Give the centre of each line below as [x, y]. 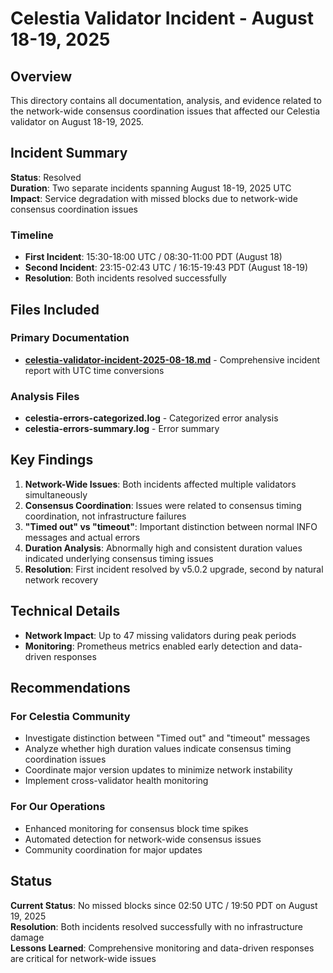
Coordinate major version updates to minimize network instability [158, 770]
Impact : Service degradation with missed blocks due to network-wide [154, 198]
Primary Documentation [70, 338]
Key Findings [52, 460]
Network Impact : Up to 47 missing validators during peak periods [160, 635]
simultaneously [56, 494]
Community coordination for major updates [113, 849]
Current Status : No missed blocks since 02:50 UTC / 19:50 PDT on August [164, 905]
